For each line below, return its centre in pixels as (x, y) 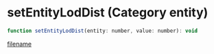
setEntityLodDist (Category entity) (108, 13)
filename (20, 44)
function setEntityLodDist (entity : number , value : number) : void (102, 31)
